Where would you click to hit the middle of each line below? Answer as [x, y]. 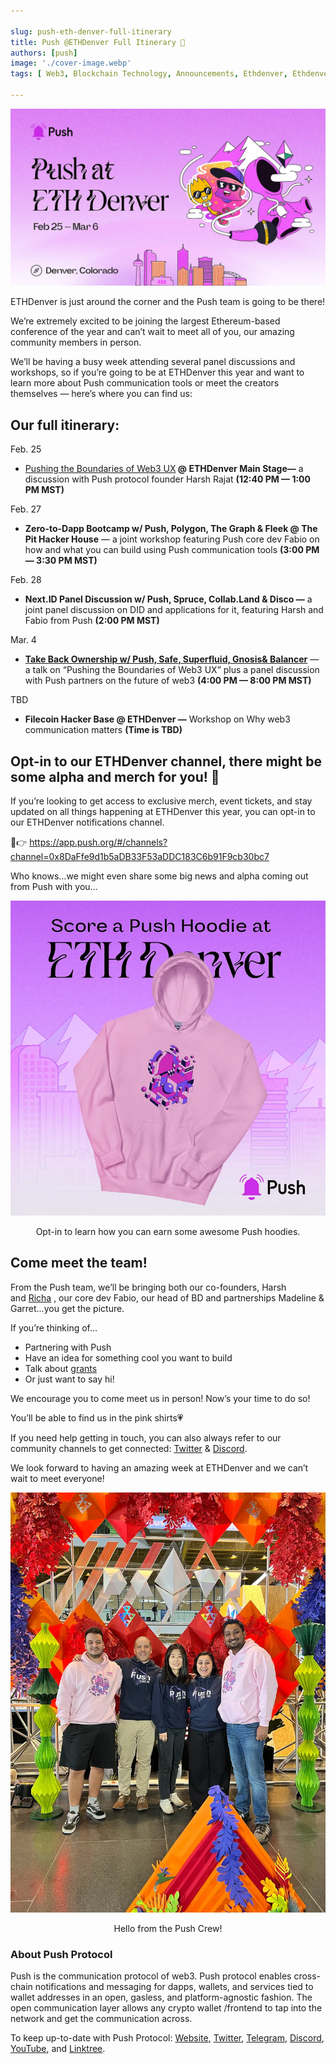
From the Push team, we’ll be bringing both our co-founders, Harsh [148, 1287]
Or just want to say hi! [69, 1379]
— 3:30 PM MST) [61, 561]
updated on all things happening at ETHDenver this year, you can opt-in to [163, 811]
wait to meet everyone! [57, 1478]
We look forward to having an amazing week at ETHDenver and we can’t [159, 1467]
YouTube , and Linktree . [58, 2049]
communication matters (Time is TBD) [103, 730]
